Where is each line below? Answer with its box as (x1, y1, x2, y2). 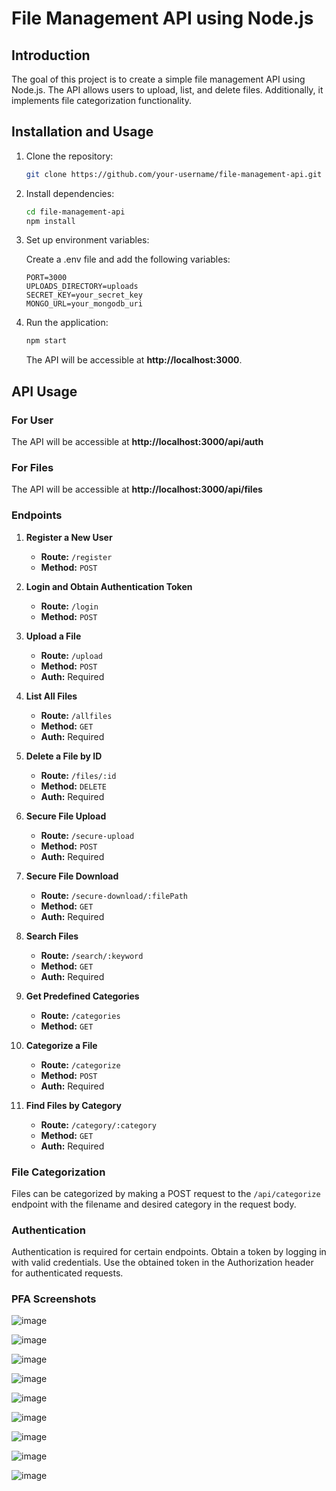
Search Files (25, 930, 79, 942)
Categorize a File (25, 1039, 98, 1051)
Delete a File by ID (25, 750, 103, 762)
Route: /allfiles (40, 709, 113, 721)
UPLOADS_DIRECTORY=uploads (25, 282, 139, 292)
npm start (25, 336, 68, 346)
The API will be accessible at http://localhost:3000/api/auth (11, 436, 264, 447)
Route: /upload (40, 649, 103, 661)
